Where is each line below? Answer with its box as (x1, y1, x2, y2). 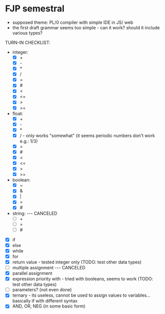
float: (12, 110, 23, 117)
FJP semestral (5, 3, 65, 14)
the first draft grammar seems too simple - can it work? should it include (12, 24, 160, 30)
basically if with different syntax (12, 298, 78, 304)
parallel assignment (12, 270, 53, 276)
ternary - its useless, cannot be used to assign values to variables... (12, 292, 151, 298)
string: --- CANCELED (12, 210, 57, 216)
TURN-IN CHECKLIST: (5, 39, 51, 45)
